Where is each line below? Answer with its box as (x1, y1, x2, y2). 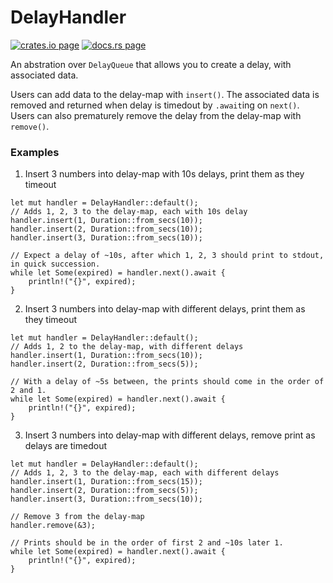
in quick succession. (10, 259, 101, 270)
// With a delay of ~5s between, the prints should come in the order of (10, 377, 325, 387)
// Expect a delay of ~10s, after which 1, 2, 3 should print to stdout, (10, 251, 325, 261)
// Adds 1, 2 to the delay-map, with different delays (10, 342, 244, 352)
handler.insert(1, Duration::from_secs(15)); (10, 477, 203, 487)
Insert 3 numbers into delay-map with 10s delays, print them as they (24, 168, 305, 180)
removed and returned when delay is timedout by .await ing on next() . (10, 99, 300, 111)
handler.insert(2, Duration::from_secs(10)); (10, 224, 203, 235)
